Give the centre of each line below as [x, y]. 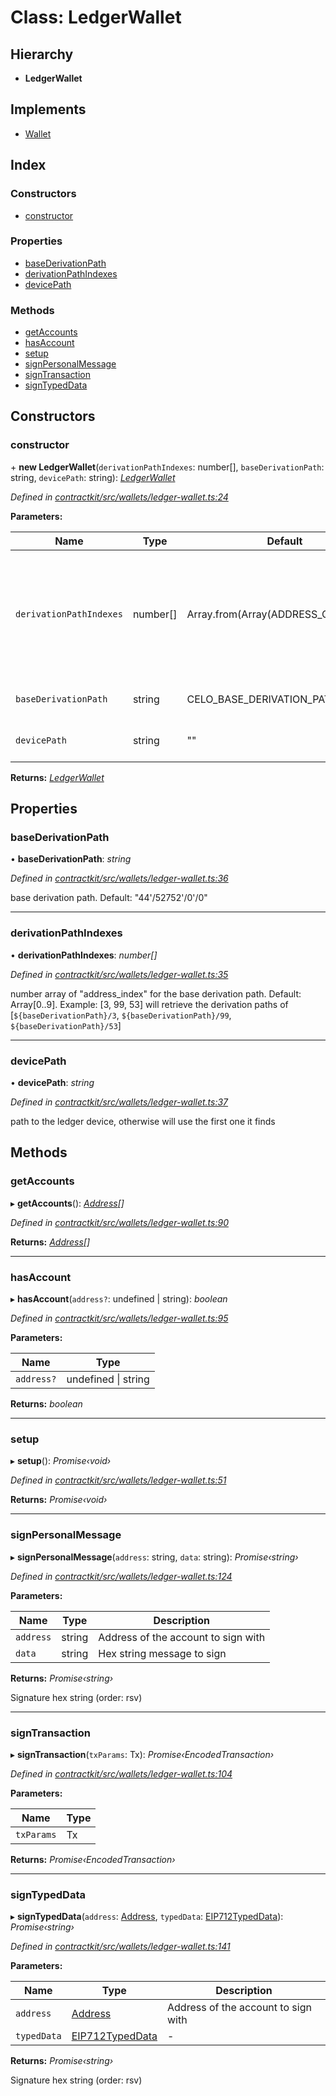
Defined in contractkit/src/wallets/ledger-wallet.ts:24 [119, 497]
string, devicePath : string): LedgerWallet [93, 477]
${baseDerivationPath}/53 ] [66, 1025]
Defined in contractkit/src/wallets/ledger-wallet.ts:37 [119, 1102]
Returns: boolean [46, 1404]
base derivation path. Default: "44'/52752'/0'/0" [109, 898]
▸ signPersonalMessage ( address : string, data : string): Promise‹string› [154, 1557]
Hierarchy [42, 54]
